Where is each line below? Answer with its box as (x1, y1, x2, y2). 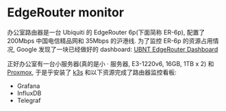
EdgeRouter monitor (7, 5, 125, 20)
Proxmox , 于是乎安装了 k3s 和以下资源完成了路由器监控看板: (7, 68, 177, 76)
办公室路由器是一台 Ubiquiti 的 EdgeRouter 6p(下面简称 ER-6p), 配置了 (7, 28, 205, 36)
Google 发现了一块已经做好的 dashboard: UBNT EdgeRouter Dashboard (16, 45, 218, 53)
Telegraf (16, 96, 41, 104)
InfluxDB (16, 89, 42, 97)
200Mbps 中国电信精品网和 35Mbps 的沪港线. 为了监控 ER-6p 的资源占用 (7, 36, 214, 45)
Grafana (16, 82, 40, 90)
